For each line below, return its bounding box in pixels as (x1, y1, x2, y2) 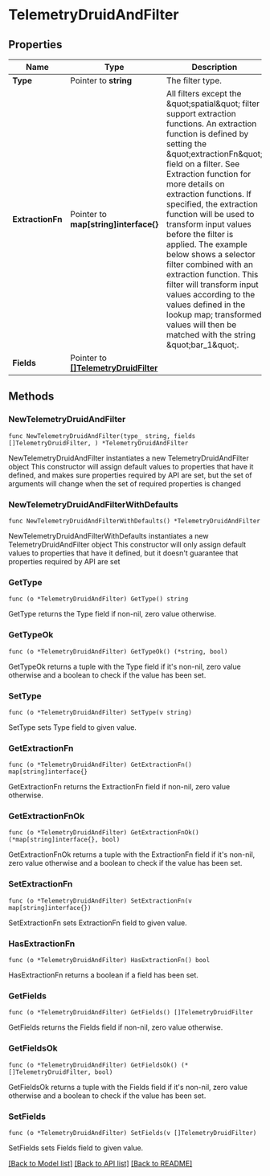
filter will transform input (166, 279, 259, 290)
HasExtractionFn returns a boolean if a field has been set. (8, 970, 199, 980)
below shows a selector (166, 249, 256, 260)
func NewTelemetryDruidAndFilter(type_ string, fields (8, 432, 196, 440)
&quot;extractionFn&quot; (166, 149, 263, 159)
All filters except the (166, 88, 242, 99)
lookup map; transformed (166, 309, 262, 320)
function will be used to (166, 209, 255, 219)
